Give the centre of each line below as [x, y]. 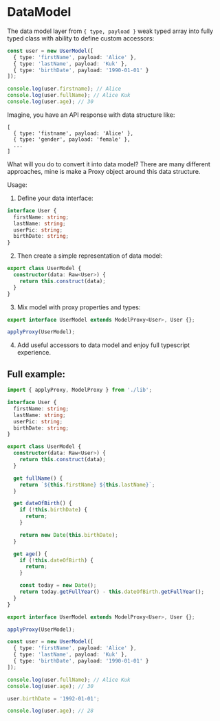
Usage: [17, 185]
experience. [34, 353]
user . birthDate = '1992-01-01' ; [53, 698]
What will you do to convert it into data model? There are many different [109, 164]
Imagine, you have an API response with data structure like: [91, 115]
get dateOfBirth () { [43, 503]
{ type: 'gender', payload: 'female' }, [72, 139]
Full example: [36, 374]
